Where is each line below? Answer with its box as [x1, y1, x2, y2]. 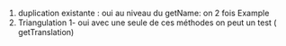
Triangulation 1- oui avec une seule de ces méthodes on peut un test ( [17, 17, 277, 28]
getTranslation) [17, 27, 75, 37]
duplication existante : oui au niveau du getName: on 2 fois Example [17, 8, 270, 18]
